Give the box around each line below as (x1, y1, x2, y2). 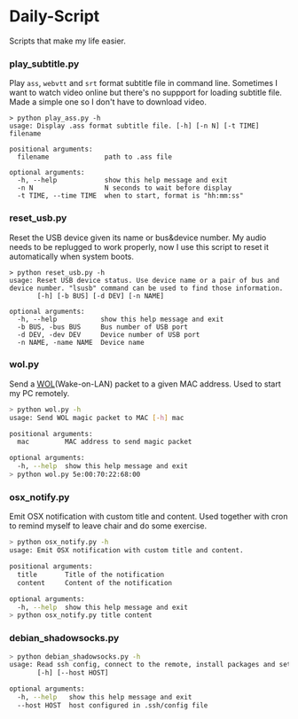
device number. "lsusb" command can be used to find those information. (9, 284, 284, 293)
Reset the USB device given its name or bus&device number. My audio (9, 232, 267, 243)
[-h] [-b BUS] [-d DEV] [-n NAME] (36, 291, 165, 301)
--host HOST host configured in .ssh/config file (17, 700, 208, 710)
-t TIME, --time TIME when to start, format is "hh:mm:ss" (17, 191, 244, 200)
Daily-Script (9, 6, 100, 27)
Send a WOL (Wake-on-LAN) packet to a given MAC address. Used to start (9, 379, 281, 389)
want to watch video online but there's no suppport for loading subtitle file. (9, 87, 282, 98)
